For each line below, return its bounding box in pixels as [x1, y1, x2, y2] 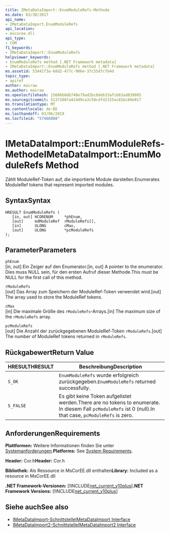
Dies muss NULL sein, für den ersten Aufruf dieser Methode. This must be [5, 269, 158, 275]
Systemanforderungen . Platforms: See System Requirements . [5, 448, 133, 454]
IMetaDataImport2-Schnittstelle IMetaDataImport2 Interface [12, 521, 136, 528]
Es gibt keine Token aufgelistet [59, 393, 132, 400]
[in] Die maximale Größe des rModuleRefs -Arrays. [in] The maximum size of [5, 308, 161, 315]
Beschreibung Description [79, 363, 143, 371]
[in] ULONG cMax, [12, 223, 76, 228]
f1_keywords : [5, 45, 33, 50]
